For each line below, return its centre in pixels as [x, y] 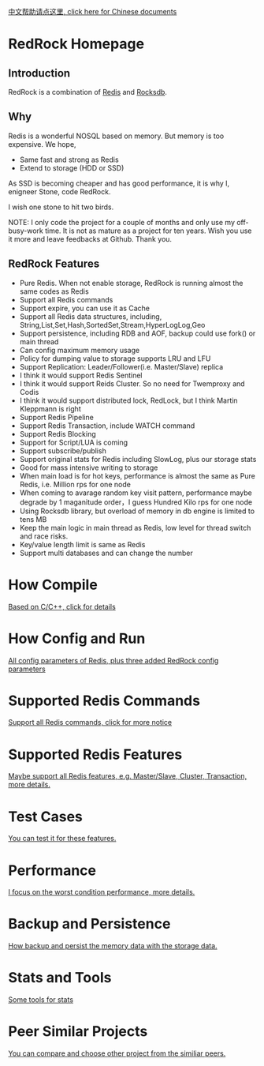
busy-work [26, 231]
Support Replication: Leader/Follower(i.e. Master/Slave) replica [121, 366]
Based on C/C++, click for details [62, 606]
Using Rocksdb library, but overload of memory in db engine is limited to [137, 511]
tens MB [33, 519]
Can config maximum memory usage [80, 350]
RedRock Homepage [76, 44]
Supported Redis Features [95, 754]
